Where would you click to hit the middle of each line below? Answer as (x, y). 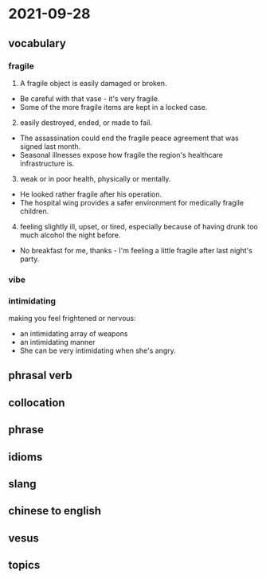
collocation (37, 403)
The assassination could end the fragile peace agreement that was (129, 138)
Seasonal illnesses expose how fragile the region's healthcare (121, 155)
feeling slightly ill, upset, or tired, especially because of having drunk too (139, 226)
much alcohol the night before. (70, 235)
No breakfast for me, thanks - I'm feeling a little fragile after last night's (136, 250)
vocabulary (37, 43)
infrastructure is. (47, 163)
